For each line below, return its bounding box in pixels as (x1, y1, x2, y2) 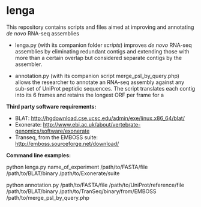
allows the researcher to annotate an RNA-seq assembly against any (14, 79, 185, 86)
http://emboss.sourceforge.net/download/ (14, 140, 119, 147)
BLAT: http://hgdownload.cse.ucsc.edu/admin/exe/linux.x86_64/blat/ (14, 115, 185, 122)
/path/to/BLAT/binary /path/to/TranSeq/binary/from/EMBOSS (6, 187, 157, 195)
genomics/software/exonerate (14, 127, 90, 134)
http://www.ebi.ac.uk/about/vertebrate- (43, 121, 141, 128)
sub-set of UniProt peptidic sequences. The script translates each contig (14, 85, 196, 92)
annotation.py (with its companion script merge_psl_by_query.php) (14, 72, 180, 79)
